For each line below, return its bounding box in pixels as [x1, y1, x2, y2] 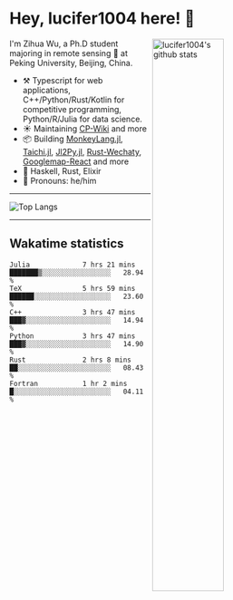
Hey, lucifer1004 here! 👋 [9, 8, 196, 29]
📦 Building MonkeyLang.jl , [22, 133, 124, 144]
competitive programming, [22, 103, 122, 114]
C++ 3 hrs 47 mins [9, 307, 136, 316]
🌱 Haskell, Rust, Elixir [22, 165, 102, 176]
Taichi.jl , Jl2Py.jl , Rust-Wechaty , [22, 146, 142, 157]
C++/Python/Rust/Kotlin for [22, 94, 125, 105]
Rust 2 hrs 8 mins [9, 355, 131, 364]
